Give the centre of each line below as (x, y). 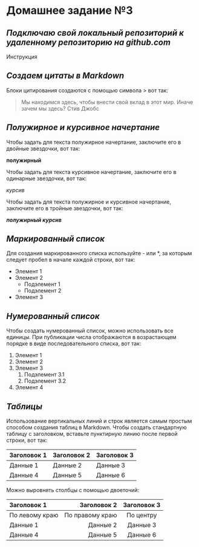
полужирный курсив (34, 220)
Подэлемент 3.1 (44, 375)
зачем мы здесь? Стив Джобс (60, 108)
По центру (142, 516)
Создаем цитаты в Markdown (65, 76)
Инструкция (22, 57)
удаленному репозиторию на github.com (89, 42)
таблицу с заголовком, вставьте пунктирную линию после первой (92, 434)
